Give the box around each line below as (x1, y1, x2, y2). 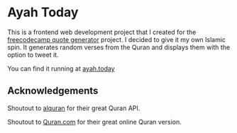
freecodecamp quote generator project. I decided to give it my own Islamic (7, 35, 226, 43)
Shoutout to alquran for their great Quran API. (7, 104, 140, 112)
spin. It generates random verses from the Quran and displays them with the (7, 43, 231, 51)
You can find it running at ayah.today (7, 64, 115, 73)
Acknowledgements (7, 85, 99, 97)
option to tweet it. (7, 50, 59, 59)
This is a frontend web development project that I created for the (7, 28, 197, 36)
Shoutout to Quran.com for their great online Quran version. (7, 117, 182, 126)
